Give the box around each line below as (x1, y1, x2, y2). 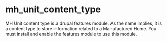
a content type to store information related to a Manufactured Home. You (5, 25, 157, 31)
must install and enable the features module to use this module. (5, 31, 137, 37)
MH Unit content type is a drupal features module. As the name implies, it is (5, 20, 162, 26)
